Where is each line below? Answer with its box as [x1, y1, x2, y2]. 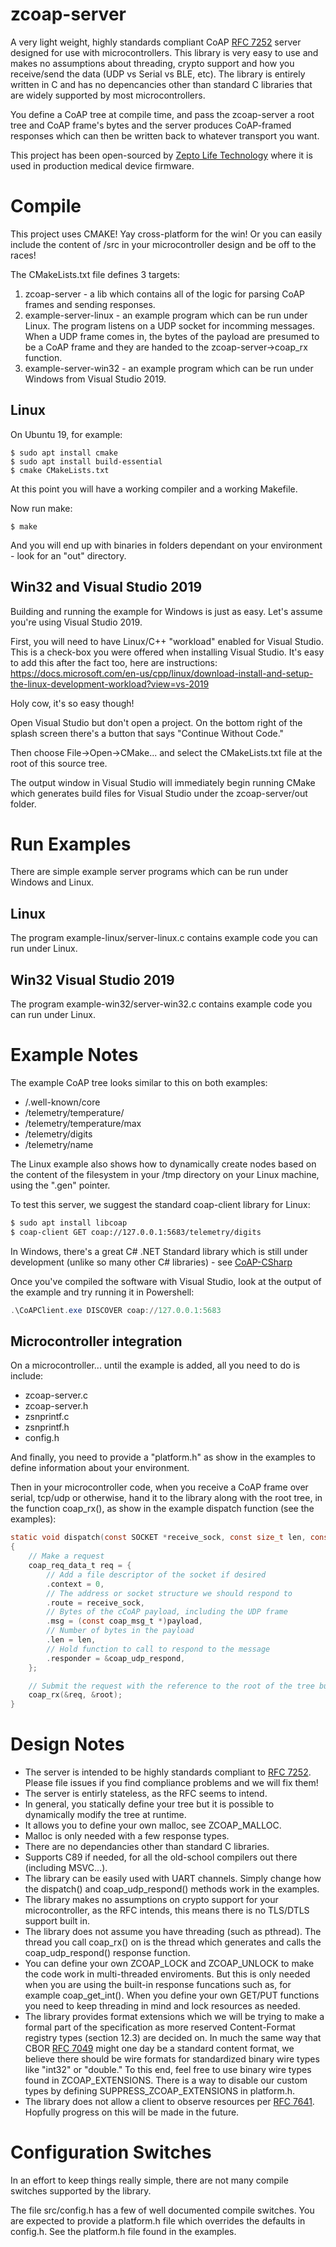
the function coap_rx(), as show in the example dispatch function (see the [10, 1503, 315, 1515]
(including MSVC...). [24, 1862, 108, 1874]
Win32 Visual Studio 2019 [10, 971, 175, 988]
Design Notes [10, 1733, 125, 1756]
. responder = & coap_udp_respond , [46, 1653, 186, 1663]
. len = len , [46, 1635, 97, 1645]
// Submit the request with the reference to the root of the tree [28, 1681, 315, 1691]
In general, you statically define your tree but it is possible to [24, 1798, 275, 1810]
